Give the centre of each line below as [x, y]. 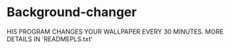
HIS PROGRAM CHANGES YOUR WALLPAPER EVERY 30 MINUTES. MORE [115, 31]
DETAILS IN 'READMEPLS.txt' [50, 38]
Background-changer [72, 12]
